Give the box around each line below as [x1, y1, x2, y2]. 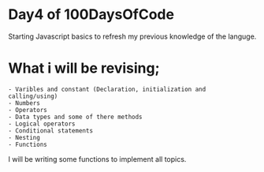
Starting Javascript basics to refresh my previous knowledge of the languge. [8, 32, 257, 41]
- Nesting [8, 133, 41, 141]
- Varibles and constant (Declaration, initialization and [8, 85, 206, 93]
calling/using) [8, 92, 58, 100]
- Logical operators [8, 120, 76, 128]
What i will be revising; [8, 59, 160, 77]
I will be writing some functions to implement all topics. [8, 154, 187, 163]
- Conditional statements [8, 126, 93, 135]
